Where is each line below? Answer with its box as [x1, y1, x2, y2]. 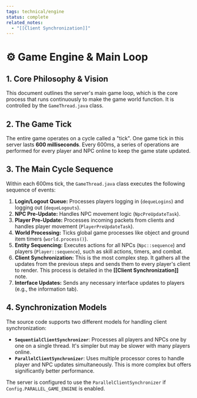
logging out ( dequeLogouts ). [14, 204, 81, 211]
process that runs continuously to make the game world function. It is [6, 96, 175, 103]
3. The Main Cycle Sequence [6, 165, 113, 175]
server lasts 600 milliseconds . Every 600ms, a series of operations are [6, 141, 179, 148]
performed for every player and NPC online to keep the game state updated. [6, 147, 191, 154]
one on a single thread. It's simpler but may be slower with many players [14, 342, 191, 349]
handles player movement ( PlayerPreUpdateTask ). [14, 222, 134, 230]
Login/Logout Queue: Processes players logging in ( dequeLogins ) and [14, 198, 184, 205]
